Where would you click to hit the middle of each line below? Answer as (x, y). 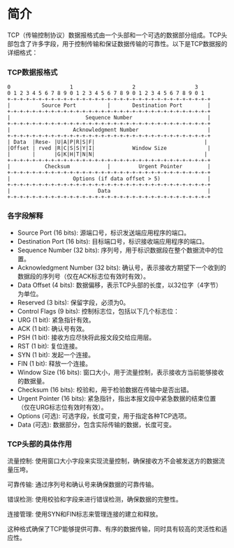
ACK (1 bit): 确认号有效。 (53, 328)
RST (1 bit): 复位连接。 (49, 346)
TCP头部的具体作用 (39, 444)
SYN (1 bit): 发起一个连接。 (56, 355)
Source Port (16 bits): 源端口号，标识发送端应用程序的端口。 (104, 232)
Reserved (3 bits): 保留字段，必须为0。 (73, 302)
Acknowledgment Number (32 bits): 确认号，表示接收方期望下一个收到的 (122, 267)
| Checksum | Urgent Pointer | (109, 167)
